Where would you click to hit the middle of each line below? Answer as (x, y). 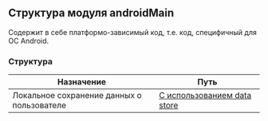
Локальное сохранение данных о (77, 96)
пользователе (39, 105)
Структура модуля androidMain (91, 13)
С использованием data (205, 96)
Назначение (81, 82)
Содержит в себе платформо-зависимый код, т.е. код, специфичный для (132, 32)
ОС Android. (29, 41)
